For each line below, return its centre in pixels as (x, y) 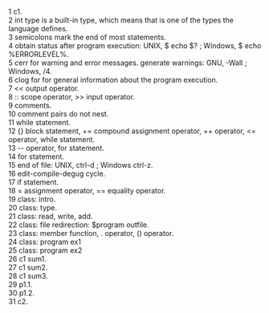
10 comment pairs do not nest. (59, 114)
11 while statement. (39, 122)
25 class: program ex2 (45, 250)
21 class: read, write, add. (51, 216)
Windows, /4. (30, 71)
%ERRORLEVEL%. (39, 54)
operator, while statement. (51, 139)
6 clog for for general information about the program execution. (113, 80)
